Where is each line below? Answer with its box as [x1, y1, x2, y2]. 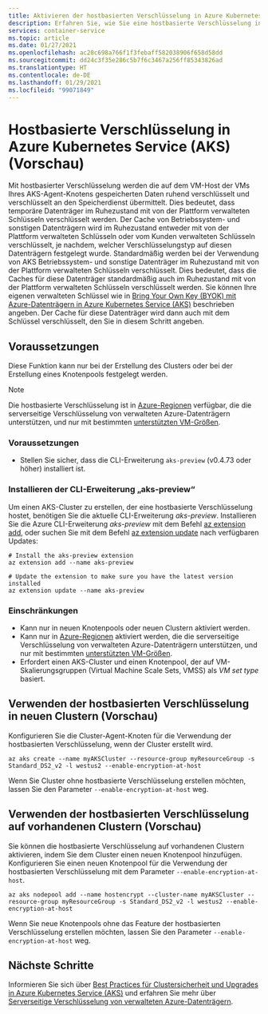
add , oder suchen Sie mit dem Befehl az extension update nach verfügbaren [8, 527, 259, 537]
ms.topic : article [8, 34, 69, 42]
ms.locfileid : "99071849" [8, 85, 94, 94]
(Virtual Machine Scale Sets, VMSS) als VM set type [88, 666, 259, 675]
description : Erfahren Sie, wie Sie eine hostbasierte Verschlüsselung [8, 19, 251, 27]
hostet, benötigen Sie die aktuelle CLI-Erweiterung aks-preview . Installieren [8, 511, 257, 520]
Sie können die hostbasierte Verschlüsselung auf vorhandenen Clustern [8, 841, 245, 851]
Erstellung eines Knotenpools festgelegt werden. [8, 369, 168, 380]
